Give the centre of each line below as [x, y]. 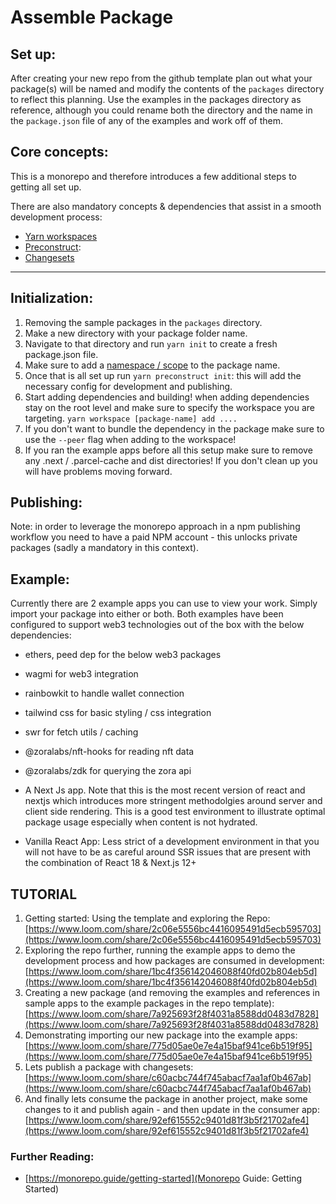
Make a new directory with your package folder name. [136, 333]
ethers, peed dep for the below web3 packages [123, 655]
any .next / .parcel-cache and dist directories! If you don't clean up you [171, 460]
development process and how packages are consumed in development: [174, 961]
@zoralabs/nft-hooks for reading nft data [109, 752]
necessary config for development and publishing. [128, 386]
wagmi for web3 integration [81, 674]
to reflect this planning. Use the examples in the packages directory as [156, 99]
